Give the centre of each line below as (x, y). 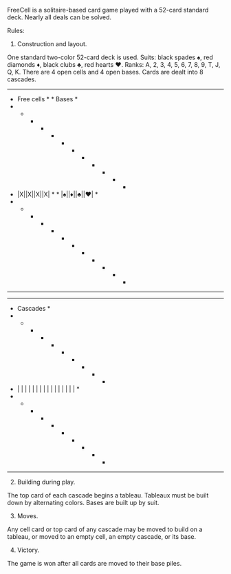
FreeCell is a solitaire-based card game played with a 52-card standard (108, 10)
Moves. (27, 516)
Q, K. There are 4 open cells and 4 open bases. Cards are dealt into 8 (106, 72)
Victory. (28, 550)
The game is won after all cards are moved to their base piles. (95, 563)
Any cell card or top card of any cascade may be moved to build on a (105, 529)
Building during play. (46, 482)
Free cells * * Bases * (47, 99)
